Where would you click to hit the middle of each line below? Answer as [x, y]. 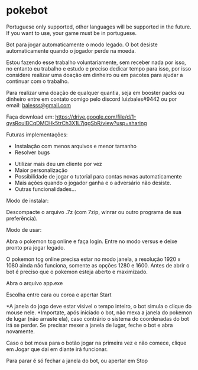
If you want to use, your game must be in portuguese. [72, 33]
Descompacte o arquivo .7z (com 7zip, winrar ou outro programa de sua [94, 212]
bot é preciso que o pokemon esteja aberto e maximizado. [77, 272]
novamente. [21, 331]
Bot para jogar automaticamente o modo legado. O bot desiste [82, 44]
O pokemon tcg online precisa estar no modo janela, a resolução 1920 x [93, 259]
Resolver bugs [32, 152]
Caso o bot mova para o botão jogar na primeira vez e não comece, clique [96, 343]
